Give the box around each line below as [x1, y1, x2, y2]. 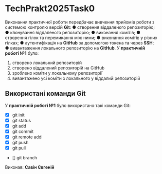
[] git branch [12, 155, 37, 161]
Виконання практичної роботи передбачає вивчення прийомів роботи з [5, 19, 155, 25]
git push [12, 140, 29, 146]
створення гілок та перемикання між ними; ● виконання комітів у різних [5, 35, 158, 41]
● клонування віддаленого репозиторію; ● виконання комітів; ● [5, 29, 141, 35]
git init [12, 112, 25, 118]
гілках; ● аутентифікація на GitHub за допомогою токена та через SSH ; [5, 40, 154, 45]
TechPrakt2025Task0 [5, 3, 95, 14]
